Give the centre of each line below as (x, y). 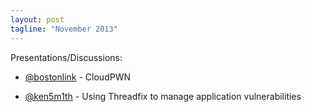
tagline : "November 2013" (64, 29)
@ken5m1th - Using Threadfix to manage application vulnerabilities (163, 96)
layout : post (37, 19)
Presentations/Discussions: (66, 57)
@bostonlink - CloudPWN (77, 77)
